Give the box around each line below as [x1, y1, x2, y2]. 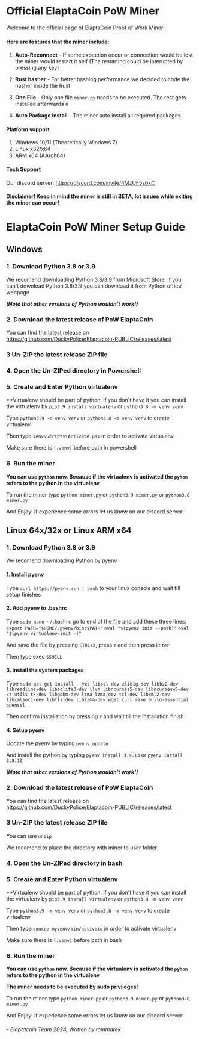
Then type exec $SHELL [6, 653, 63, 660]
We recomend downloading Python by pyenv [6, 557, 117, 564]
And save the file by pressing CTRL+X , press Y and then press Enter [6, 641, 170, 648]
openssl [6, 702, 26, 709]
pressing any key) [14, 64, 59, 72]
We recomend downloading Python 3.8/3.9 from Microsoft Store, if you [6, 276, 182, 284]
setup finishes [6, 591, 41, 598]
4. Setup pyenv [6, 727, 45, 734]
